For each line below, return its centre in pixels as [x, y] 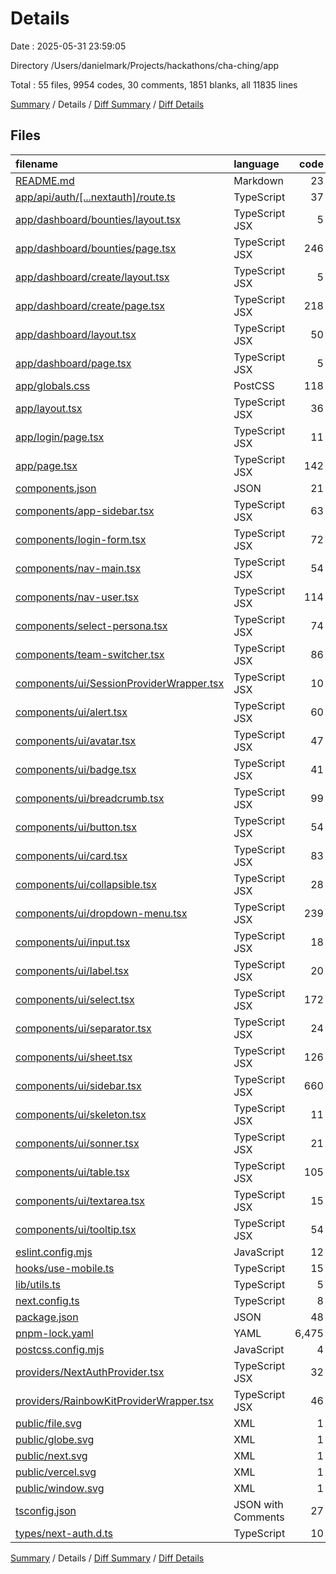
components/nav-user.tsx [77, 597]
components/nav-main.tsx [78, 568]
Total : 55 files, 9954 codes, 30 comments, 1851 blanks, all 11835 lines [154, 84]
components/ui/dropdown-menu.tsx [101, 913]
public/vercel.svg [56, 1472]
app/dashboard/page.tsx [73, 363]
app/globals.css [53, 385]
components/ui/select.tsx [75, 999]
